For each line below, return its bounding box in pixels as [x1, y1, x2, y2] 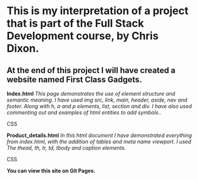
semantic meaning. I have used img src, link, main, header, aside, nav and [6, 96, 187, 103]
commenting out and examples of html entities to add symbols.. [6, 109, 161, 116]
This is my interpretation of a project [6, 4, 189, 18]
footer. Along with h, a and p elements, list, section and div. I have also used [6, 103, 192, 110]
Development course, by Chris [6, 30, 159, 42]
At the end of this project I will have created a [6, 65, 176, 75]
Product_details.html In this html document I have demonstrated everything [6, 132, 192, 139]
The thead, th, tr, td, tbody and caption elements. [6, 145, 126, 151]
